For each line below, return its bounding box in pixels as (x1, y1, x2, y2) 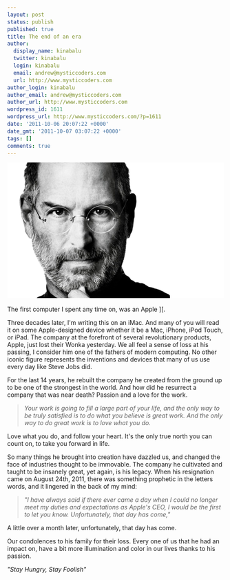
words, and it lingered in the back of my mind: (7, 483, 138, 491)
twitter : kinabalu (13, 55, 67, 62)
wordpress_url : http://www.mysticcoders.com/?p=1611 (7, 113, 162, 120)
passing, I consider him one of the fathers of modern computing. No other (7, 348, 217, 356)
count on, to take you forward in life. (7, 440, 110, 448)
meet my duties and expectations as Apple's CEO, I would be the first (23, 503, 222, 512)
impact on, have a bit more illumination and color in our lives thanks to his (7, 545, 216, 553)
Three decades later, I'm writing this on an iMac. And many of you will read (7, 319, 220, 327)
